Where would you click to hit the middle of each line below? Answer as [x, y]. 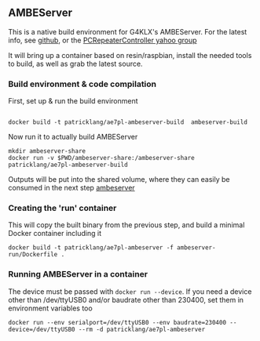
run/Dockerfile [33, 255]
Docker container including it [55, 234]
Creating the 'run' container [62, 209]
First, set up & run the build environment [73, 101]
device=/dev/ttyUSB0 [42, 329]
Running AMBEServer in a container [78, 274]
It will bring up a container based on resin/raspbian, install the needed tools [130, 55]
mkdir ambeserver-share [47, 151]
